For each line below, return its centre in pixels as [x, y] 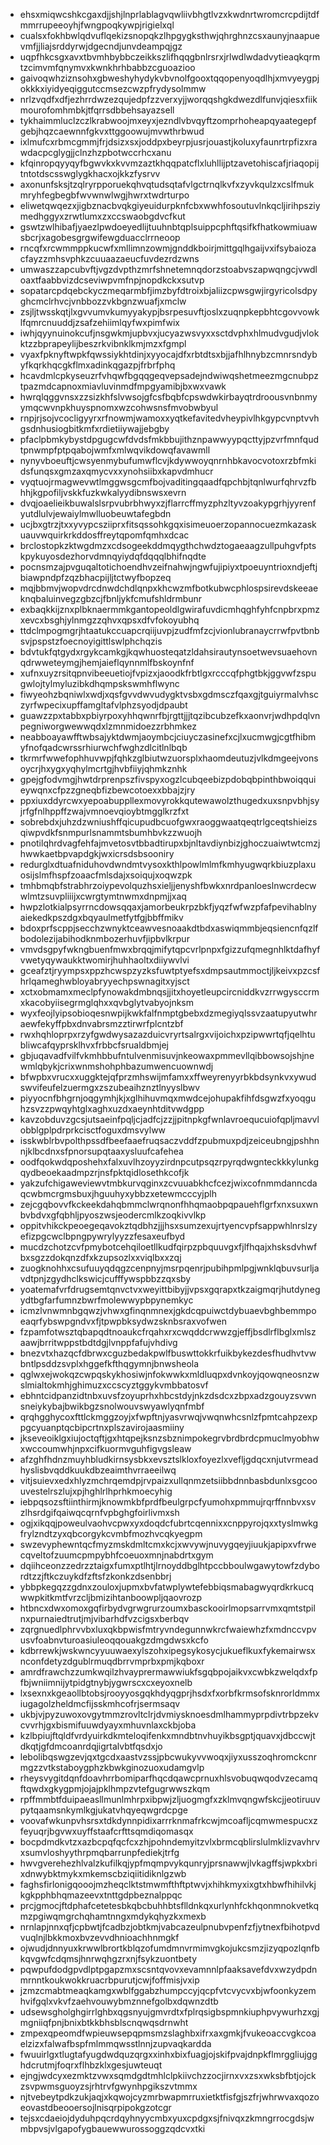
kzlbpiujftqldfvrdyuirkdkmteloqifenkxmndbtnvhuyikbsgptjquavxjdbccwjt [167, 1735]
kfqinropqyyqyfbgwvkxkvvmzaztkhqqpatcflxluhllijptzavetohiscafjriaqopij [169, 163]
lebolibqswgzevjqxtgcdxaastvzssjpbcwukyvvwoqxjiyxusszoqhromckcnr [168, 1757]
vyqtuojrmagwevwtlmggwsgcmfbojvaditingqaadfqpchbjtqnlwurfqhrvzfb [168, 482]
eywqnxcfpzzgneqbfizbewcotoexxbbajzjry [107, 790]
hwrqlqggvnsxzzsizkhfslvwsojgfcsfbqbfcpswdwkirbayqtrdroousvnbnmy [168, 397]
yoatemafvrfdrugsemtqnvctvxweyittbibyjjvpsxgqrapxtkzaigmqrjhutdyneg [170, 1289]
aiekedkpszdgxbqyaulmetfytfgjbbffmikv [101, 917]
